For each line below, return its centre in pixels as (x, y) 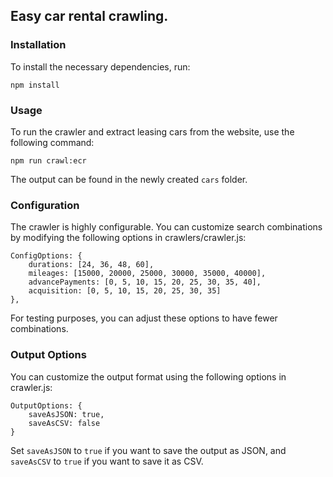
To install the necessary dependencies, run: (100, 66)
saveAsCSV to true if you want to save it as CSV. (107, 461)
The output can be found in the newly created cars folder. (129, 179)
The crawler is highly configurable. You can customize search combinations (166, 227)
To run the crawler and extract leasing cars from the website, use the (152, 131)
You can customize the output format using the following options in (148, 376)
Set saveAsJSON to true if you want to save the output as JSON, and (148, 450)
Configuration (45, 205)
